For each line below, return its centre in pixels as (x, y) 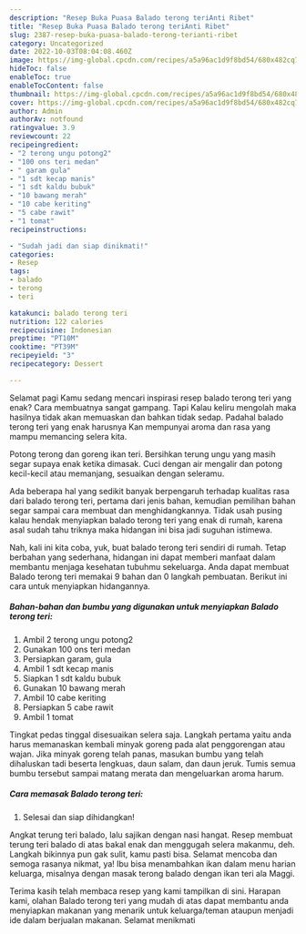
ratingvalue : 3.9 (42, 128)
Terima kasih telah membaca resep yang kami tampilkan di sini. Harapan (145, 891)
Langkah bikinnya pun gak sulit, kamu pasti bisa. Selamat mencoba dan (143, 854)
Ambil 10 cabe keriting (64, 697)
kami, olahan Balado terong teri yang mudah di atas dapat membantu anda (149, 900)
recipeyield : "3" (42, 356)
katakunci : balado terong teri (69, 313)
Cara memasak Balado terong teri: (76, 794)
